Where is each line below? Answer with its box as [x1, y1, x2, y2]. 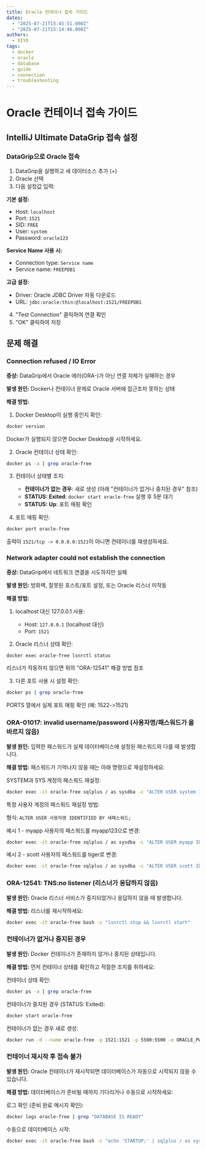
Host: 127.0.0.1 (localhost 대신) [24, 620, 104, 628]
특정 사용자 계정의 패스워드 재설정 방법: [6, 800, 100, 808]
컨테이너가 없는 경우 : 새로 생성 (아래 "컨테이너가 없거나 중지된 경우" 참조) [24, 485, 198, 493]
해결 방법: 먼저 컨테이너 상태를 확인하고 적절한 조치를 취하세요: [6, 963, 155, 971]
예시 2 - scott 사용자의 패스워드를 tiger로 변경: [6, 851, 118, 858]
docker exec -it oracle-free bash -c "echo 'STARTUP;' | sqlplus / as [6, 1138, 191, 1144]
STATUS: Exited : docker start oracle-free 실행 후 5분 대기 [24, 493, 174, 501]
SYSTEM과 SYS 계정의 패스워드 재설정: [6, 776, 101, 784]
